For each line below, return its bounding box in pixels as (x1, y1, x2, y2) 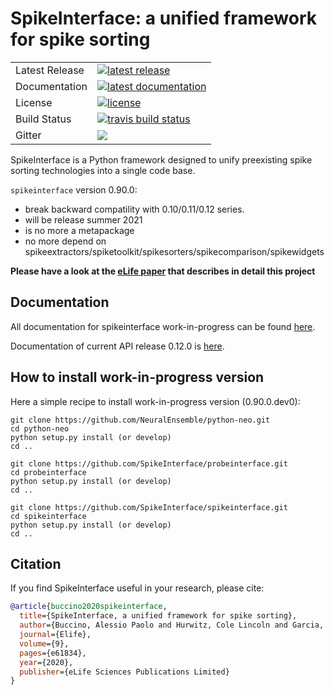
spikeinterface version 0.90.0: (10, 183, 138, 196)
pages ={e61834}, (19, 648, 87, 658)
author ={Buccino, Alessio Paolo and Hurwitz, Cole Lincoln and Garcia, (19, 620, 325, 631)
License (15, 95, 53, 109)
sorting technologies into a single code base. (10, 164, 196, 176)
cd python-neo (10, 423, 70, 434)
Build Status (15, 112, 72, 126)
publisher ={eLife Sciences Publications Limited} (19, 667, 230, 677)
